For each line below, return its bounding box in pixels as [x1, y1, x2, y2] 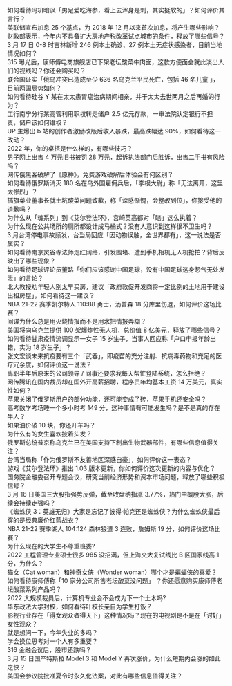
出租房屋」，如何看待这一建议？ [7, 291, 95, 299]
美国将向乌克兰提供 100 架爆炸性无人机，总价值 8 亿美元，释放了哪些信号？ [7, 326, 222, 334]
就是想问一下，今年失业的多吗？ [7, 629, 98, 636]
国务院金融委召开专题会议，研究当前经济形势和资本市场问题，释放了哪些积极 [7, 473, 225, 481]
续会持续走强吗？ [7, 499, 56, 507]
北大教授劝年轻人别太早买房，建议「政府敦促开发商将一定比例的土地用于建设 [7, 283, 225, 290]
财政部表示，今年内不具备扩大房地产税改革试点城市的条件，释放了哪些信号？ [7, 32, 225, 40]
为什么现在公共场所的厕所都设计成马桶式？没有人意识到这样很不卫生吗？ [7, 222, 213, 230]
